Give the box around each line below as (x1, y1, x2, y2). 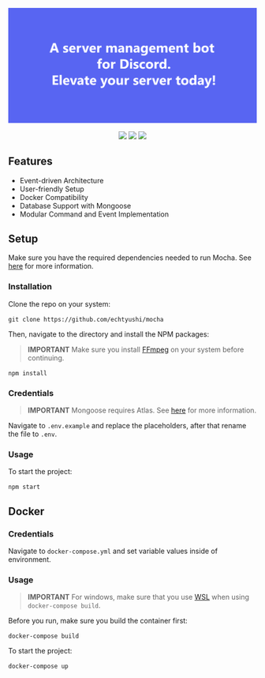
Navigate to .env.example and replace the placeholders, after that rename (8, 421, 247, 431)
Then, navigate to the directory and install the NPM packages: (8, 329, 210, 339)
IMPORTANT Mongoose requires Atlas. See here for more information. (27, 405, 257, 415)
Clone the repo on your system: (8, 299, 111, 308)
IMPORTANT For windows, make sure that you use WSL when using (27, 593, 250, 602)
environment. (8, 555, 51, 564)
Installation (8, 281, 53, 292)
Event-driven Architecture (19, 175, 104, 185)
